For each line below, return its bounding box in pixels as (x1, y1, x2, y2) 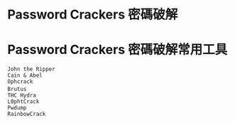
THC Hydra (7, 92, 37, 100)
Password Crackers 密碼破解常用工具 (7, 42, 228, 58)
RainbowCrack (7, 111, 46, 118)
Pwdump (7, 105, 27, 112)
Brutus (7, 86, 27, 93)
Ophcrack (7, 78, 33, 85)
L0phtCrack (7, 98, 40, 105)
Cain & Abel (7, 72, 43, 79)
